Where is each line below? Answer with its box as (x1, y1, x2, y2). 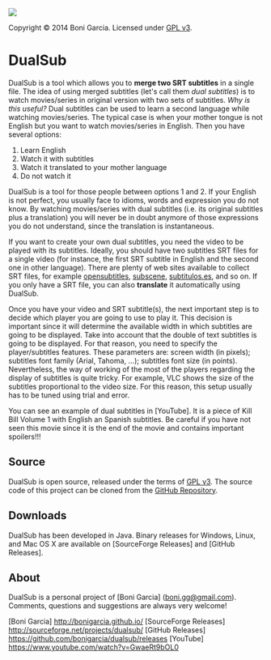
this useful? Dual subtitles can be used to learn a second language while (8, 104, 249, 113)
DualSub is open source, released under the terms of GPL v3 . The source (8, 476, 253, 486)
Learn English (19, 145, 66, 155)
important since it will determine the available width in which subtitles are (8, 321, 252, 331)
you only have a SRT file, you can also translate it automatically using (8, 279, 241, 289)
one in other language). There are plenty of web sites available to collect (8, 262, 250, 272)
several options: (8, 130, 62, 139)
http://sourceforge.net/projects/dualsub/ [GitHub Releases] (8, 625, 206, 635)
